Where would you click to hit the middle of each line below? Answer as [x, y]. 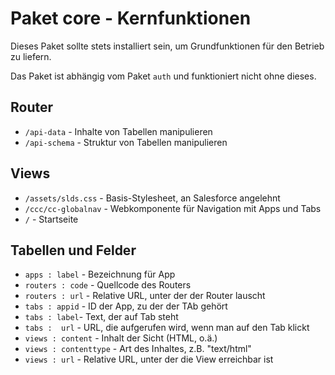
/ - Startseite [51, 219]
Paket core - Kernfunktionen [131, 18]
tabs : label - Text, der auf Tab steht [101, 317]
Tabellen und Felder [73, 250]
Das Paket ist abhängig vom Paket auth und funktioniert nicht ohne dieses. [163, 76]
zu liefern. [31, 56]
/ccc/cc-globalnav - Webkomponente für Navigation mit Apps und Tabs [173, 208]
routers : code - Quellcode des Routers [108, 285]
